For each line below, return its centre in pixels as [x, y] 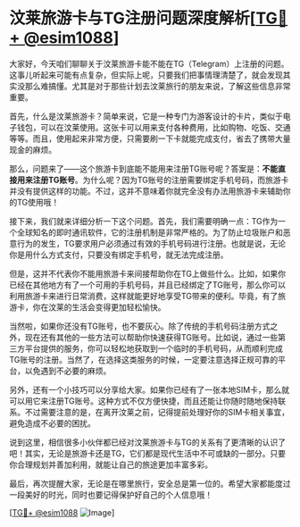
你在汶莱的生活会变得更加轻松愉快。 [99, 307]
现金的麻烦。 [33, 149]
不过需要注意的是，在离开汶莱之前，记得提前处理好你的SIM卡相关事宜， [157, 412]
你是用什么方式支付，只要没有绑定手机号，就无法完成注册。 [119, 255]
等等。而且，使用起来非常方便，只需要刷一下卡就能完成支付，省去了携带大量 [150, 138]
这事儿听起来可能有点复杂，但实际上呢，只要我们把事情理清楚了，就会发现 [146, 75]
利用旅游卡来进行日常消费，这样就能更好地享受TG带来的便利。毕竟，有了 [144, 296]
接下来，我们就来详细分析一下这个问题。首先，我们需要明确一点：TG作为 [144, 221]
